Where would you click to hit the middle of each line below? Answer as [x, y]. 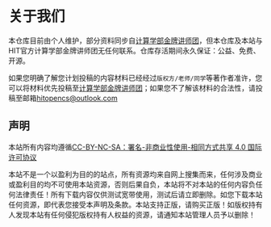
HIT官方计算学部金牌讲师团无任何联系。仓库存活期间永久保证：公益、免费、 [134, 50]
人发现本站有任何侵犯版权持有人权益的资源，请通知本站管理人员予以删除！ [132, 214]
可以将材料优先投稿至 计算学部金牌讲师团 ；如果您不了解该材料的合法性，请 [132, 88]
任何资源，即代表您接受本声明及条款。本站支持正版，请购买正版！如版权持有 [135, 204]
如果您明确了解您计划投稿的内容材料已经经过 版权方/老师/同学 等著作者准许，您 [135, 78]
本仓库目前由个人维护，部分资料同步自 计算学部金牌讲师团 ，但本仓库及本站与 [135, 40]
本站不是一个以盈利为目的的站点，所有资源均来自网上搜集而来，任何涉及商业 [135, 174]
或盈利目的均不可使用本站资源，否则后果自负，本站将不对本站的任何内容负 [132, 184]
